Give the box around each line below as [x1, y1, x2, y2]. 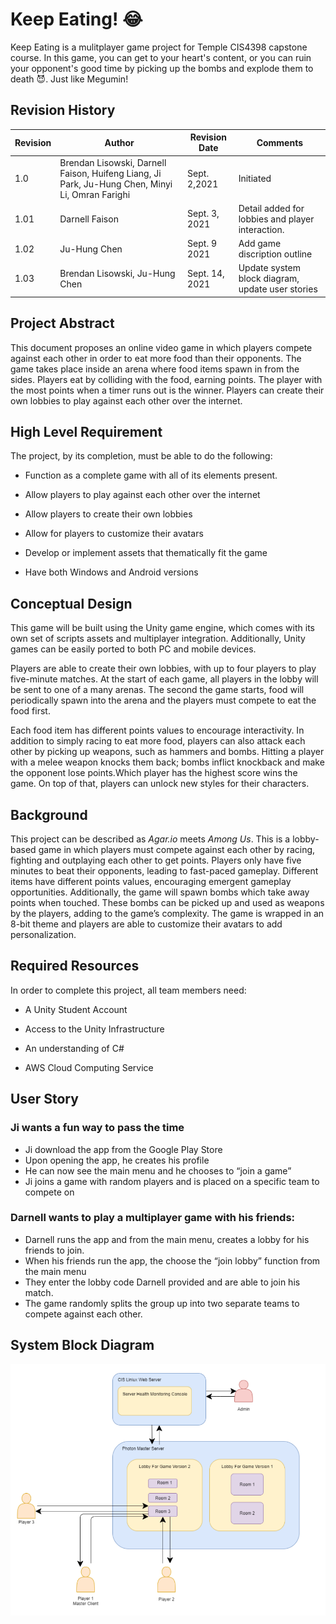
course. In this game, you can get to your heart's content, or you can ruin [10, 51, 312, 63]
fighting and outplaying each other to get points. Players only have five [10, 854, 302, 866]
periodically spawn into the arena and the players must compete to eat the [10, 694, 317, 707]
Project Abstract [10, 315, 115, 332]
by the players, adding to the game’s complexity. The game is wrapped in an [10, 908, 325, 919]
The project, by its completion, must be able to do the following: [10, 450, 273, 462]
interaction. [238, 223, 285, 235]
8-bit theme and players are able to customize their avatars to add [10, 918, 283, 930]
